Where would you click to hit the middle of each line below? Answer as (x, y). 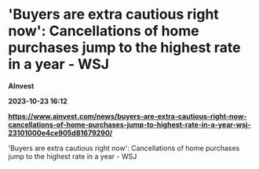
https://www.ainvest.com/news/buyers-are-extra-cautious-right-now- (128, 116)
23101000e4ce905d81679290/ (60, 133)
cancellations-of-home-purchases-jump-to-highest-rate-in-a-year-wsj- (129, 124)
